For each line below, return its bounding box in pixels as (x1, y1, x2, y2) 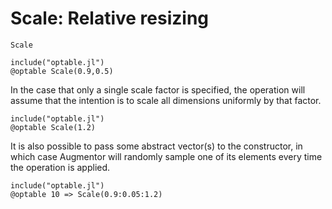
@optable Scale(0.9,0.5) (10, 66, 114, 76)
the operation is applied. (10, 161, 111, 173)
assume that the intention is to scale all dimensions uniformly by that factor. (10, 94, 322, 106)
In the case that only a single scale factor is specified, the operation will (10, 83, 306, 96)
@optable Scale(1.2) (10, 122, 97, 132)
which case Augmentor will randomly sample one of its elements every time (10, 150, 323, 162)
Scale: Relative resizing (10, 7, 210, 30)
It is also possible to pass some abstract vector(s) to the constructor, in (10, 140, 303, 152)
